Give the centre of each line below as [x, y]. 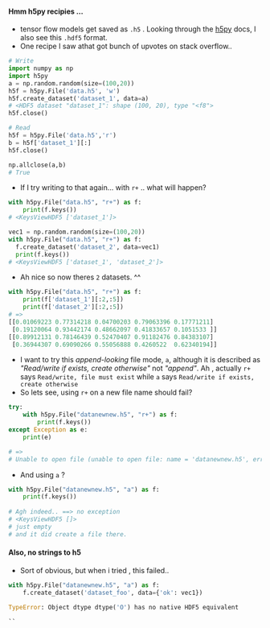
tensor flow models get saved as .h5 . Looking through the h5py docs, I [138, 29]
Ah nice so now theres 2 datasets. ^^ [80, 277]
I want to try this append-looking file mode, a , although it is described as [140, 360]
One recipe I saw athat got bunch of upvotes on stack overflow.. [126, 46]
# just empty [30, 527]
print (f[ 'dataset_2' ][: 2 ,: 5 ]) [74, 307]
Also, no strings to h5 [45, 552]
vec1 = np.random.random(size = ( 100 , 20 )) [77, 232]
